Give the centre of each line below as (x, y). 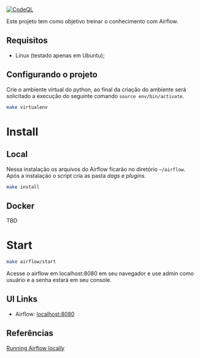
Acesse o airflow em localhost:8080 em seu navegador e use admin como (100, 273)
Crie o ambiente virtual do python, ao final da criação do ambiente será (96, 89)
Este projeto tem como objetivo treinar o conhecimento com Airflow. (93, 21)
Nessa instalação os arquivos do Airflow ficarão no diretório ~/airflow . (96, 169)
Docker (21, 206)
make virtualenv (27, 107)
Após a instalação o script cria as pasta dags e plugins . (76, 175)
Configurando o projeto (52, 74)
